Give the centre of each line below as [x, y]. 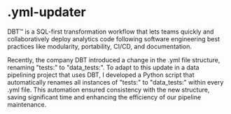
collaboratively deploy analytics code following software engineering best [114, 38]
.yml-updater [47, 12]
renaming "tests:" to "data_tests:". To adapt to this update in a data [103, 67]
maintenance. [27, 104]
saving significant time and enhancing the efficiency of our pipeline [104, 97]
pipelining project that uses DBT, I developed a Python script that [101, 75]
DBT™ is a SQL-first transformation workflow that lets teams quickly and [111, 31]
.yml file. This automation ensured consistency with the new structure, [108, 90]
